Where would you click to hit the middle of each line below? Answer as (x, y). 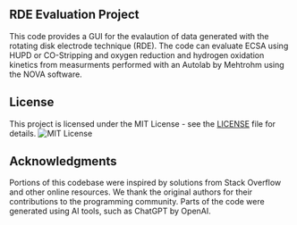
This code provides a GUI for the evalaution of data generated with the (139, 36)
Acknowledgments (64, 161)
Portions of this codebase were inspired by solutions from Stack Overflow (145, 183)
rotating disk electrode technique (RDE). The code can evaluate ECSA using (149, 46)
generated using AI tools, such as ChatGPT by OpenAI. (110, 211)
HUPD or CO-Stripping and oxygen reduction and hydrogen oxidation (137, 55)
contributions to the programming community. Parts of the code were (137, 202)
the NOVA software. (46, 74)
